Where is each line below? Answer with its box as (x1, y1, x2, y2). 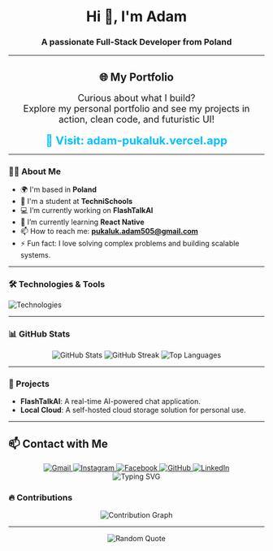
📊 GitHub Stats (8, 328, 71, 340)
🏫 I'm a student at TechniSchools (19, 197, 133, 206)
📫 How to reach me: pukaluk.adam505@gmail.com (19, 227, 198, 236)
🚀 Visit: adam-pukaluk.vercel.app (45, 133, 227, 147)
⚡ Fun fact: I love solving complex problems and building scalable (19, 239, 240, 249)
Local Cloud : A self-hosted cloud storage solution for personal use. (19, 406, 246, 415)
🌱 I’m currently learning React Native (19, 217, 145, 227)
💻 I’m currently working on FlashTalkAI (19, 206, 154, 215)
